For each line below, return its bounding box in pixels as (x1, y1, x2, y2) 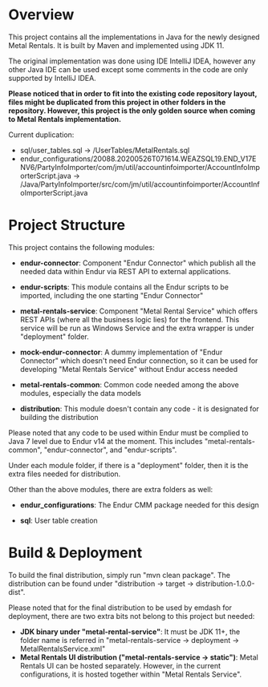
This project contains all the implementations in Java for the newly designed (8, 32, 260, 42)
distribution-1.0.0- (195, 579, 255, 588)
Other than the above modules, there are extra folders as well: (8, 484, 213, 494)
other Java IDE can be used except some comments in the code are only (8, 64, 249, 74)
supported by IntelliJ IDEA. (8, 73, 96, 83)
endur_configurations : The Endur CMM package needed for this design (19, 499, 259, 510)
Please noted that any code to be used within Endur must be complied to (8, 427, 249, 438)
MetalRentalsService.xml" (19, 644, 106, 653)
